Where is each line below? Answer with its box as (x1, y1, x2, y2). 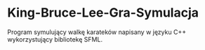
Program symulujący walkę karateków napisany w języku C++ (7, 28, 187, 36)
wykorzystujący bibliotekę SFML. (7, 35, 103, 43)
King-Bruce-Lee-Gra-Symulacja (7, 5, 199, 21)
